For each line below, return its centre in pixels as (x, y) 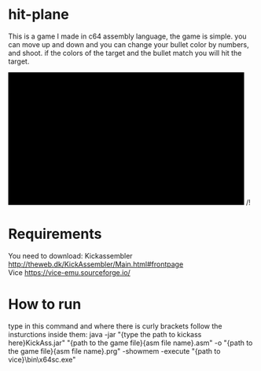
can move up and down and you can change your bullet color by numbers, (129, 44)
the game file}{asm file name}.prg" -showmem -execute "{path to (114, 351)
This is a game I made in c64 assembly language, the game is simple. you (127, 36)
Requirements (55, 234)
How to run (45, 305)
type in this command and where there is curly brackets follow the (115, 326)
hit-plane (39, 15)
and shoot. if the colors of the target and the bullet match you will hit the (125, 53)
